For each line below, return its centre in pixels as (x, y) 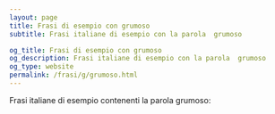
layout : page (34, 17)
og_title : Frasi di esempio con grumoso (86, 50)
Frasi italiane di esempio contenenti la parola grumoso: (110, 100)
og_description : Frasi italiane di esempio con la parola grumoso (138, 59)
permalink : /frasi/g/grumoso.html (74, 75)
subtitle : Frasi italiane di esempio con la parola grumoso (126, 34)
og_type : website (42, 67)
